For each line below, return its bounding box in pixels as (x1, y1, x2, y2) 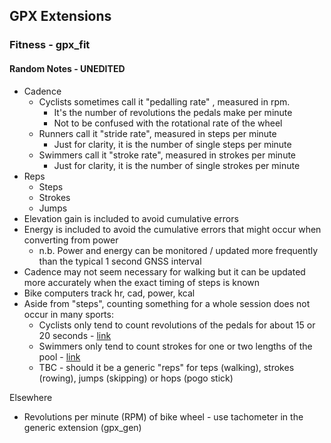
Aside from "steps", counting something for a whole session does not (23, 297, 311, 309)
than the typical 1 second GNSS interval (38, 255, 202, 267)
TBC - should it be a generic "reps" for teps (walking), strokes (38, 361, 295, 373)
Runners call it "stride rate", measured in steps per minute (38, 127, 277, 139)
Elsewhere (9, 391, 53, 403)
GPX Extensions (9, 8, 112, 25)
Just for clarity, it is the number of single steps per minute (53, 138, 292, 150)
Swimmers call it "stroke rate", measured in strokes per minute (38, 149, 297, 161)
